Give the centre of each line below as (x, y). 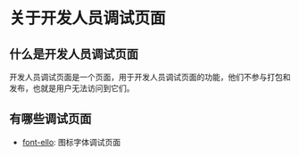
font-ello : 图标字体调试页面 (71, 142)
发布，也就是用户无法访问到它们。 (72, 88)
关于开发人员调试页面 (88, 18)
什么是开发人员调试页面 (74, 54)
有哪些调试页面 (50, 119)
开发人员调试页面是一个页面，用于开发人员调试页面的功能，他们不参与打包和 (150, 77)
